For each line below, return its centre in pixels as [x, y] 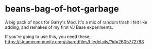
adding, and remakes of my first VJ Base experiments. [59, 27]
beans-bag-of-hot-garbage [62, 9]
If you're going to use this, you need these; [48, 37]
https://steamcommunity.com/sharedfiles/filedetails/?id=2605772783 [75, 41]
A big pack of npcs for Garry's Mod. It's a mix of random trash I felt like [76, 22]
